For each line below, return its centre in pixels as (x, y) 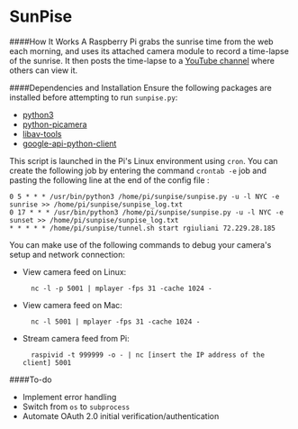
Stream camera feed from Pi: (76, 338)
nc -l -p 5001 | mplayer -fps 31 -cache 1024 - (122, 288)
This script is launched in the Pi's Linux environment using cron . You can (144, 160)
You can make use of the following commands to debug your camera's (140, 244)
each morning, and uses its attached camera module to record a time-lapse (149, 50)
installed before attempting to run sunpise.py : (94, 97)
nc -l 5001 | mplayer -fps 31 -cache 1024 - (116, 322)
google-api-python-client (69, 143)
